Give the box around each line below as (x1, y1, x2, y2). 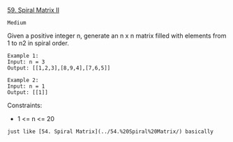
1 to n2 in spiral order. (7, 39, 70, 47)
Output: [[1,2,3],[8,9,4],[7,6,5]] (7, 65, 111, 72)
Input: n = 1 (7, 83, 45, 90)
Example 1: (7, 52, 39, 59)
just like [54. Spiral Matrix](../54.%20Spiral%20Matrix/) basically (7, 128, 214, 135)
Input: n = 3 (7, 58, 45, 65)
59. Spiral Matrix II (7, 6, 59, 14)
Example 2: (7, 77, 39, 84)
